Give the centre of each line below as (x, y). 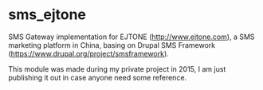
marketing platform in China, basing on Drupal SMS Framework (112, 45)
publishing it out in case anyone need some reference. (98, 77)
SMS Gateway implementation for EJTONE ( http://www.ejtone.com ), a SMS (131, 37)
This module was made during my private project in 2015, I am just (117, 68)
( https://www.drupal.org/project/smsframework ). (88, 53)
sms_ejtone (47, 15)
